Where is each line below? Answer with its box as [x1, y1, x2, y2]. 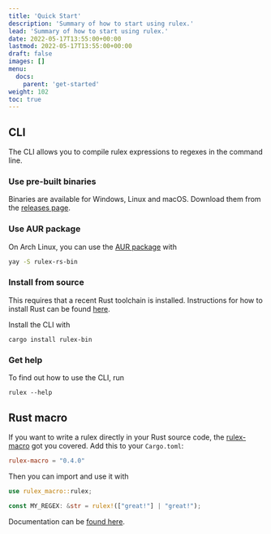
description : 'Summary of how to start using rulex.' [8, 20, 195, 28]
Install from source [8, 277, 84, 288]
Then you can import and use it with [8, 471, 129, 481]
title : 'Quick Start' [8, 11, 82, 20]
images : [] [8, 58, 45, 66]
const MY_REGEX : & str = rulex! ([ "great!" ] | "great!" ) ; [8, 501, 201, 510]
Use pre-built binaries [8, 176, 97, 187]
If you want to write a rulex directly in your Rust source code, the [8, 432, 225, 442]
